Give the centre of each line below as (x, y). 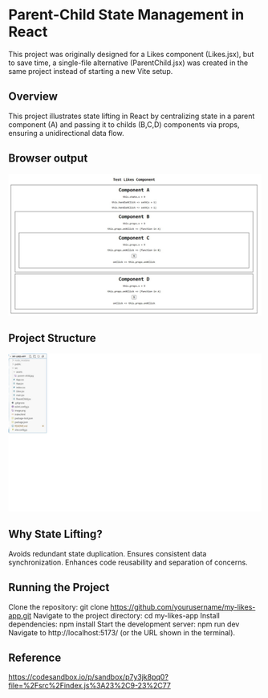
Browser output (48, 158)
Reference (35, 657)
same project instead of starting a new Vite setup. (91, 71)
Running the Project (59, 587)
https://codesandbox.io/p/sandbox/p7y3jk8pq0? (88, 677)
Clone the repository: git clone (59, 607)
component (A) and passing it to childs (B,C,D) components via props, (124, 124)
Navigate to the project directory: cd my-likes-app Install (127, 615)
